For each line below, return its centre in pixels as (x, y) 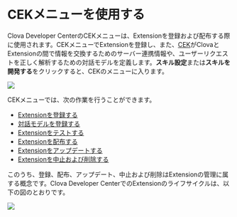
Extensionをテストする (51, 132)
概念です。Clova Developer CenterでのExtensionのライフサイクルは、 (121, 183)
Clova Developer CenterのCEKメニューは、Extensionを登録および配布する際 (119, 36)
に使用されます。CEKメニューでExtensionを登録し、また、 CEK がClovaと (114, 44)
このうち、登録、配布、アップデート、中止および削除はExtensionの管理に (115, 174)
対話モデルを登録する (49, 123)
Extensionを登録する (48, 115)
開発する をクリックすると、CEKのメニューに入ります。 (88, 71)
